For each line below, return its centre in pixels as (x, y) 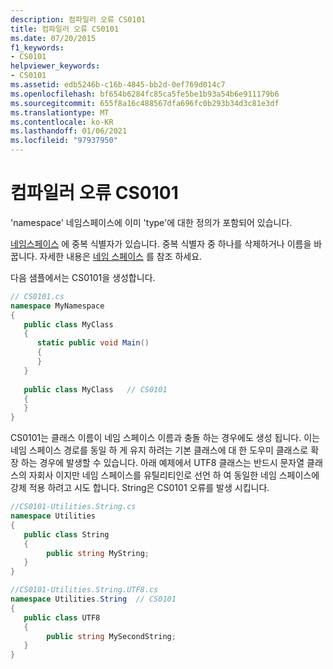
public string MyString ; (98, 553)
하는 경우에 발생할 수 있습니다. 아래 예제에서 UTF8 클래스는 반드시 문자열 (162, 463)
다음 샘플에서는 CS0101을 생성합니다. (83, 277)
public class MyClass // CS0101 (95, 389)
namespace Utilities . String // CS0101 (93, 599)
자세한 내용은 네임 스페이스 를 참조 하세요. (121, 256)
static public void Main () (93, 343)
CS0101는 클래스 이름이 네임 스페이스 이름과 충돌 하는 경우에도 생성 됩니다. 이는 (165, 438)
